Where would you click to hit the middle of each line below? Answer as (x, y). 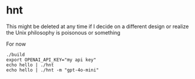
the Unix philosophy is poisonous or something (63, 32)
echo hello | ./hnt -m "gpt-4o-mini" (53, 70)
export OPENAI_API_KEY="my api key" (51, 60)
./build (16, 54)
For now (16, 44)
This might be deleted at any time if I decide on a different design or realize (97, 26)
